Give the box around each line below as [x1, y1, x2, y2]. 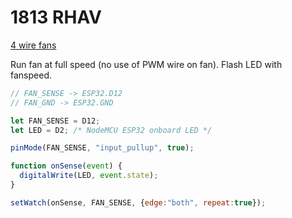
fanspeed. [10, 69, 52, 81]
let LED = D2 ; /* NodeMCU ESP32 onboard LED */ [10, 125, 213, 135]
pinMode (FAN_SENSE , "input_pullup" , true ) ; [10, 143, 195, 153]
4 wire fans [10, 39, 57, 51]
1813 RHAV [10, 6, 102, 29]
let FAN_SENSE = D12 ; [10, 116, 101, 126]
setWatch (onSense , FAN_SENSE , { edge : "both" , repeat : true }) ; [10, 197, 267, 208]
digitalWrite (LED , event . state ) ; [19, 171, 159, 181]
